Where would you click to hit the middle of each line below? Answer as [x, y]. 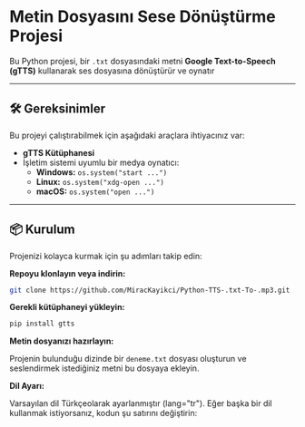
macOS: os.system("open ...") [95, 191]
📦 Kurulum [42, 230]
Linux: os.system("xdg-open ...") [100, 181]
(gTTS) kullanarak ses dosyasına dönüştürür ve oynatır [112, 71]
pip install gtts [42, 324]
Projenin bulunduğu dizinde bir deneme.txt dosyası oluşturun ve [128, 359]
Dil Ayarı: [27, 386]
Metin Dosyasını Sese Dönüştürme [143, 17]
